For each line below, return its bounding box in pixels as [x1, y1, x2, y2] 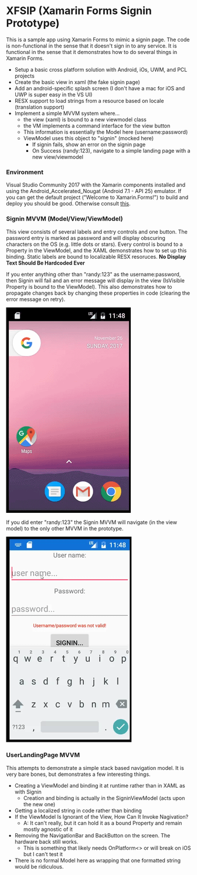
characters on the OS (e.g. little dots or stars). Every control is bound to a [6, 241, 183, 248]
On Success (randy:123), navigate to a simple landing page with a [32, 147, 191, 154]
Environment [6, 168, 44, 176]
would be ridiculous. [14, 863, 64, 870]
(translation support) [14, 103, 64, 110]
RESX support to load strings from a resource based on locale [14, 97, 164, 104]
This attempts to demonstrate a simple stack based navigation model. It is [6, 764, 185, 771]
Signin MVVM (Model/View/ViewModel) [6, 215, 123, 223]
